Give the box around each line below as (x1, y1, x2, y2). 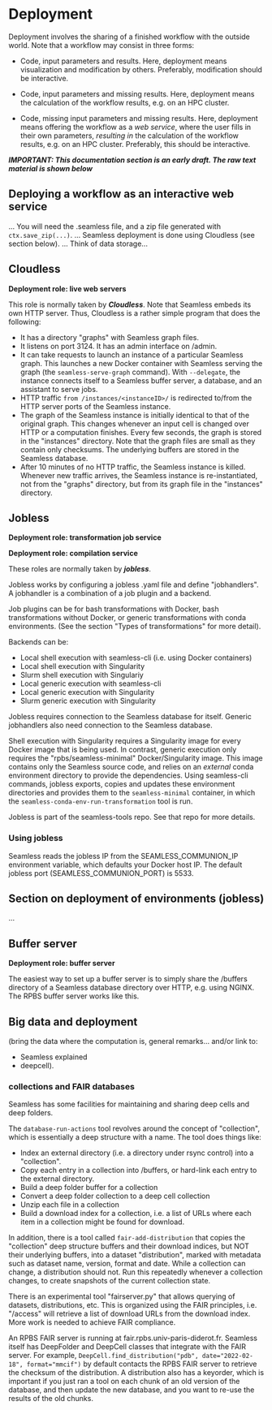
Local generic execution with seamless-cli (19, 679, 162, 688)
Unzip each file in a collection (19, 1200, 119, 1209)
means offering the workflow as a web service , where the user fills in (19, 122, 252, 132)
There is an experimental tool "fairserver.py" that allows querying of (8, 1291, 235, 1301)
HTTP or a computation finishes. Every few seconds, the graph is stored (19, 427, 262, 437)
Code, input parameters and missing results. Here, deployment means (19, 88, 255, 98)
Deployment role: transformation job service (8, 533, 162, 542)
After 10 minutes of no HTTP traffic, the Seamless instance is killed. (19, 462, 246, 472)
